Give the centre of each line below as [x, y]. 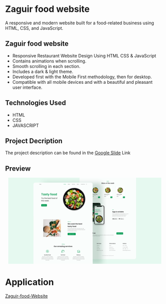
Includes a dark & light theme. [43, 71]
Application [29, 282]
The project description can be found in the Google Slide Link [68, 153]
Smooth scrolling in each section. [46, 66]
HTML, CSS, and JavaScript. [34, 28]
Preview [18, 168]
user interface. [27, 87]
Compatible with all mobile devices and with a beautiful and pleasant [82, 82]
